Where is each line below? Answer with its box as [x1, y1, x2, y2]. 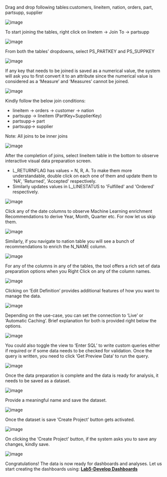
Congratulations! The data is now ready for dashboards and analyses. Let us [5, 460, 162, 466]
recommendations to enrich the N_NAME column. [5, 244, 107, 249]
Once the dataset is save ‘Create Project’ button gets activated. [5, 416, 135, 422]
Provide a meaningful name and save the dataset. [5, 397, 107, 403]
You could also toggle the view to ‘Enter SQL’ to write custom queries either [5, 342, 161, 348]
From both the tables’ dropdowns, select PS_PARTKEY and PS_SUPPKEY [5, 49, 155, 54]
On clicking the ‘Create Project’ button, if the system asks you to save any [5, 436, 157, 442]
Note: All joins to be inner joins [5, 133, 68, 139]
